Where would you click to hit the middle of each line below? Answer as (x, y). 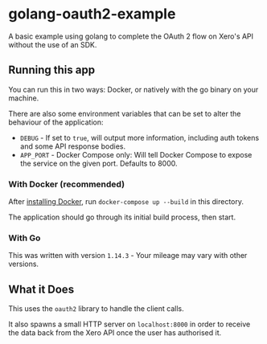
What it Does (41, 289)
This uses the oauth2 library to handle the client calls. (96, 309)
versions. (23, 264)
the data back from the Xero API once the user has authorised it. (115, 333)
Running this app (51, 70)
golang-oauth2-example (92, 14)
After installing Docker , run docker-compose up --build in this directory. (126, 202)
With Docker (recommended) (67, 184)
